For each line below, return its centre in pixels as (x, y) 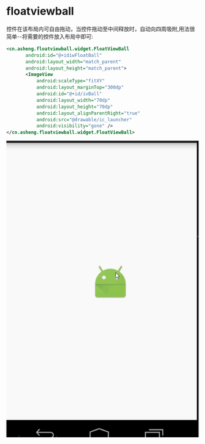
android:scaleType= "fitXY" (70, 81)
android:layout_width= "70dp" (74, 100)
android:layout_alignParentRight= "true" (88, 113)
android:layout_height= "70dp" (75, 107)
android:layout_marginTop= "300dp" (80, 88)
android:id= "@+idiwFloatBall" (64, 55)
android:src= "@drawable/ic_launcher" (84, 120)
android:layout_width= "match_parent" (73, 62)
